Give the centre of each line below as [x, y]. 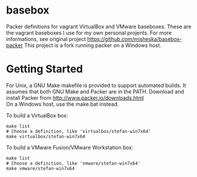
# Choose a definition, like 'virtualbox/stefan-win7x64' [79, 131]
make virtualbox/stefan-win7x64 [46, 136]
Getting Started [45, 69]
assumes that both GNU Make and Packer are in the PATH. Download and [95, 91]
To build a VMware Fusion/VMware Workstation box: [70, 147]
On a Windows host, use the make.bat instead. [63, 104]
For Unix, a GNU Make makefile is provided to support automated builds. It [96, 85]
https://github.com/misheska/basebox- [135, 39]
